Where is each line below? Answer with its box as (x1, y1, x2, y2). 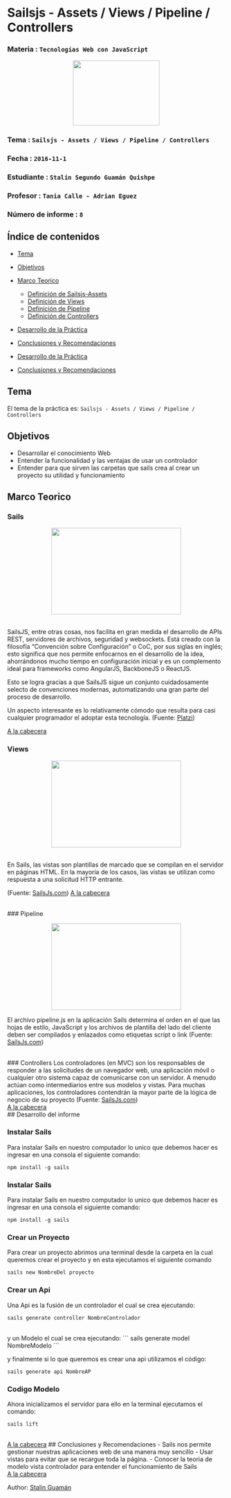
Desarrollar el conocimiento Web (17, 449, 111, 457)
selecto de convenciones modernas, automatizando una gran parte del (7, 686, 209, 694)
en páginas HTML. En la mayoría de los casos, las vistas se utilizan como (7, 867, 216, 876)
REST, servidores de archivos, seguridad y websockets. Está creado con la (7, 635, 221, 643)
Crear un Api (7, 1285, 50, 1295)
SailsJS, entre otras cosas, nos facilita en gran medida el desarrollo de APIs (7, 628, 223, 636)
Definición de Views (27, 297, 85, 305)
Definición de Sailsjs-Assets (27, 289, 107, 298)
